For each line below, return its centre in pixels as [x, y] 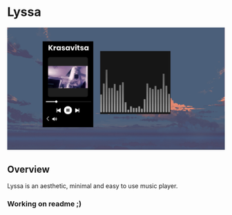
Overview [29, 169]
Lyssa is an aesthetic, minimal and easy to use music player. [93, 186]
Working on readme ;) [44, 204]
